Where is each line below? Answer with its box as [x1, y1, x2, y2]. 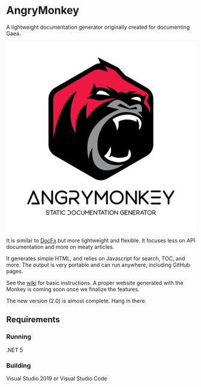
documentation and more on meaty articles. [6, 243, 115, 250]
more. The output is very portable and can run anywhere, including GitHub [6, 261, 190, 268]
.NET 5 [6, 346, 23, 353]
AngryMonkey [6, 4, 80, 17]
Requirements [6, 314, 60, 325]
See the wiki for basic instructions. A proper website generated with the [6, 279, 184, 286]
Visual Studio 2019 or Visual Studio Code [6, 374, 107, 382]
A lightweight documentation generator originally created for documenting [6, 23, 190, 31]
